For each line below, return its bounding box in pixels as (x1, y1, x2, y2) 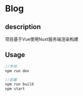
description (5, 23, 41, 31)
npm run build (5, 82, 34, 87)
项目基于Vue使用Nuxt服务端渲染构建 (5, 36, 79, 42)
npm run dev (5, 68, 29, 73)
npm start (5, 87, 25, 92)
